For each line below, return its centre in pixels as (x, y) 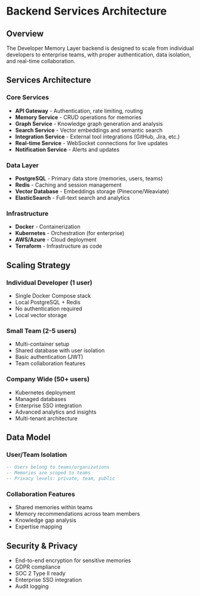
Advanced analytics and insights (56, 412)
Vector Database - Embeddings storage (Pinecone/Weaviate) (92, 191)
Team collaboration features (50, 363)
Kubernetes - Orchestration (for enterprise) (70, 233)
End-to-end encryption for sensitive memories (73, 560)
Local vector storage (41, 315)
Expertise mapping (38, 527)
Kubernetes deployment (45, 392)
